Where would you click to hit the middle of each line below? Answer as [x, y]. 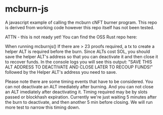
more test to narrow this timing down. [43, 107]
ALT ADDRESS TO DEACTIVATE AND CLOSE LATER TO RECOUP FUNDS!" [79, 67]
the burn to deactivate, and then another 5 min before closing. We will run [79, 102]
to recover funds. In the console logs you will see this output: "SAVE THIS [79, 62]
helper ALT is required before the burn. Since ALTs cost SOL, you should [78, 51]
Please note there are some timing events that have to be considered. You [79, 82]
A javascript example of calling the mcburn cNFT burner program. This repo [81, 22]
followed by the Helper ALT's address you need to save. [61, 72]
